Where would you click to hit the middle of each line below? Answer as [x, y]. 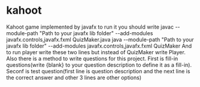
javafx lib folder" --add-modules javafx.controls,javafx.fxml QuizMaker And [99, 46]
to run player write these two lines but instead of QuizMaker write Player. [96, 52]
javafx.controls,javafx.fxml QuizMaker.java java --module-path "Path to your [100, 39]
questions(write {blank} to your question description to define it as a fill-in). [99, 65]
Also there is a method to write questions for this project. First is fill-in [92, 58]
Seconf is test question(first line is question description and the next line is [98, 71]
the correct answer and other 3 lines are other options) [74, 77]
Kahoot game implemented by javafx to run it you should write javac [90, 27]
